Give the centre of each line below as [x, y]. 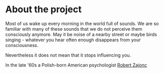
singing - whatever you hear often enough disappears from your [73, 40]
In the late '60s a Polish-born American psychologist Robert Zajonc [76, 65]
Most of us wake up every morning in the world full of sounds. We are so [82, 23]
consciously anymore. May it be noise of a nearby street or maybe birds [81, 34]
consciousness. [22, 45]
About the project [44, 9]
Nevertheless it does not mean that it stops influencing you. [68, 55]
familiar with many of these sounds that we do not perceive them [74, 29]
